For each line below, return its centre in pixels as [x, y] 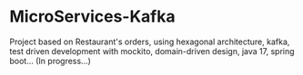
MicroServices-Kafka [92, 17]
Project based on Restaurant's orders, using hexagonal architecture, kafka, [150, 42]
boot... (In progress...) [50, 61]
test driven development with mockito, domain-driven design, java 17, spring [152, 51]
